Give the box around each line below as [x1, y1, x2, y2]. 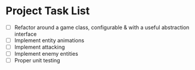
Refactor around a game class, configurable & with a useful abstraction [14, 24, 190, 31]
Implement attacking [14, 43, 65, 51]
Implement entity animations [14, 37, 84, 44]
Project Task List [5, 4, 90, 18]
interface [14, 31, 37, 37]
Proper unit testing [14, 57, 60, 64]
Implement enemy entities [14, 50, 78, 58]
